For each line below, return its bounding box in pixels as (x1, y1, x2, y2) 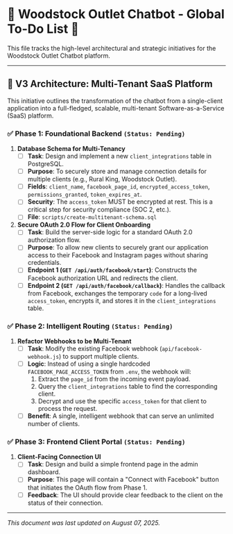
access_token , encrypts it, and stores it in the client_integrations (27, 296, 216, 305)
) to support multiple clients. (58, 352, 139, 360)
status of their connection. (27, 499, 103, 507)
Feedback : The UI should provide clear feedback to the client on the (27, 490, 223, 499)
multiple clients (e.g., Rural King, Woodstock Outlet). (27, 175, 178, 184)
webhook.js (27, 353, 60, 360)
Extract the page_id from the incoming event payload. (37, 375, 191, 383)
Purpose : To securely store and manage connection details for (27, 167, 207, 176)
